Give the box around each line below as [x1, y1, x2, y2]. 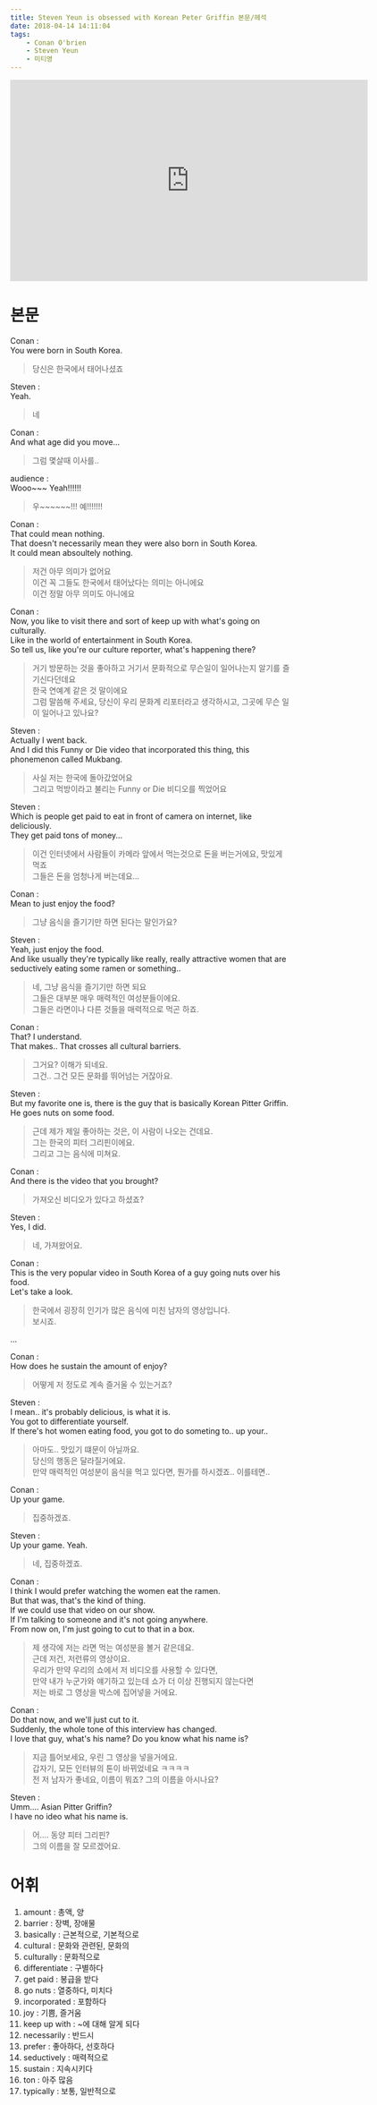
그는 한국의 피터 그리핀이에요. [31, 1137, 136, 1147]
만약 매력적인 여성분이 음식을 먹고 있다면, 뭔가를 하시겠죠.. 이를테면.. [31, 1466, 271, 1477]
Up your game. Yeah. [10, 1539, 88, 1550]
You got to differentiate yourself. [10, 1416, 129, 1427]
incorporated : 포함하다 [22, 1996, 107, 2007]
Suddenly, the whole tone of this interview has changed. [10, 1724, 217, 1734]
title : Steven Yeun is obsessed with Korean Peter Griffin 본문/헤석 [10, 13, 267, 22]
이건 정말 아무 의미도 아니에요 [31, 588, 135, 599]
